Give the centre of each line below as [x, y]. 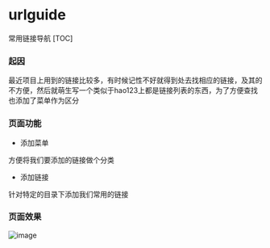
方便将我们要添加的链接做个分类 [61, 160]
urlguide [37, 15]
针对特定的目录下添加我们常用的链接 [69, 194]
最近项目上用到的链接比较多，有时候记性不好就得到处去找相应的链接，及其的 [135, 80]
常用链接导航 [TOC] [41, 38]
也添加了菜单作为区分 [44, 101]
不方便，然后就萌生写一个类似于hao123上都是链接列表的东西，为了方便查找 [133, 90]
